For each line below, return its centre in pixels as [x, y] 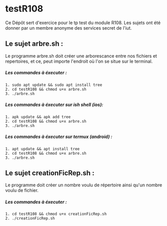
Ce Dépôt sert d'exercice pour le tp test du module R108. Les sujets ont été [83, 23]
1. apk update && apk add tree [38, 117]
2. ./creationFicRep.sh [30, 218]
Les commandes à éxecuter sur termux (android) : [59, 137]
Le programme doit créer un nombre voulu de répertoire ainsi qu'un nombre [84, 185]
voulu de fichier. [22, 190]
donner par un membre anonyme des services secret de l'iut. [69, 28]
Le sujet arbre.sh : [34, 44]
